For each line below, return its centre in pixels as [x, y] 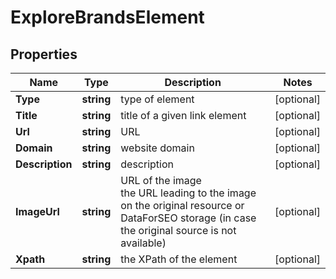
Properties [44, 54]
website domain [157, 148]
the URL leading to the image [188, 193]
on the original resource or [182, 205]
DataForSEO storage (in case [188, 218]
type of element [157, 99]
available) [143, 243]
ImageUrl [37, 211]
